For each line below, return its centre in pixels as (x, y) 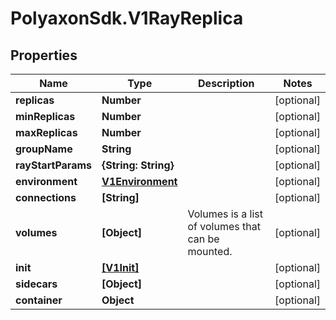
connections (46, 197)
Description (226, 83)
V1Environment (139, 181)
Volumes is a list (225, 214)
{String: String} (138, 165)
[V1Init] (120, 267)
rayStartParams (53, 165)
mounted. (210, 251)
